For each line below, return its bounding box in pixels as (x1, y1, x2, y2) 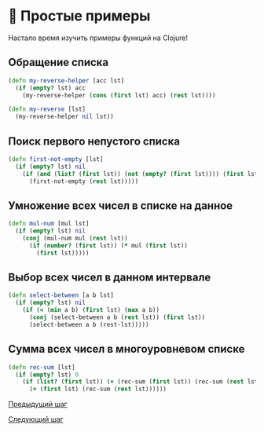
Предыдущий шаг (8, 400, 68, 409)
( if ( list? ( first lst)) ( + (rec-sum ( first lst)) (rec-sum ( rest (22, 378, 244, 386)
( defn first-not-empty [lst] (8, 155, 104, 163)
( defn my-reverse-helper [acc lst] (8, 76, 125, 85)
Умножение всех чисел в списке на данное (8, 199, 233, 212)
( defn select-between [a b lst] (8, 291, 114, 299)
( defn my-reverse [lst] (8, 105, 86, 113)
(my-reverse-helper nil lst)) (15, 113, 114, 121)
